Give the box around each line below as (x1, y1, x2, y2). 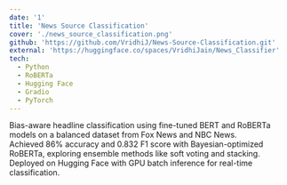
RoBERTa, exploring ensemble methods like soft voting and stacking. (9, 149, 260, 159)
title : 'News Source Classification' (9, 21, 149, 30)
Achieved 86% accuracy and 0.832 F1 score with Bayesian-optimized (9, 139, 264, 149)
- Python (17, 63, 50, 72)
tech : (9, 54, 29, 63)
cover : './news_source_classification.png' (9, 29, 173, 38)
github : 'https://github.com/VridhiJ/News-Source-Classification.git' (9, 37, 276, 47)
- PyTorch (17, 95, 53, 105)
